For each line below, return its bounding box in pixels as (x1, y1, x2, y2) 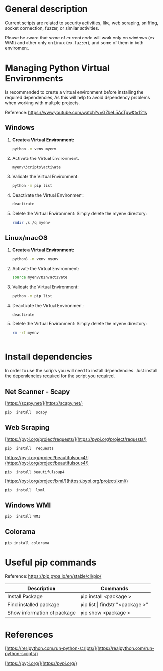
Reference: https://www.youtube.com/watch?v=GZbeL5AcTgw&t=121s (5, 109, 147, 115)
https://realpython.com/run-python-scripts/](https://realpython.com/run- (6, 645, 155, 651)
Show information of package (7, 609, 76, 616)
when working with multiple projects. (5, 100, 80, 106)
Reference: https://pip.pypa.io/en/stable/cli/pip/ (5, 573, 102, 579)
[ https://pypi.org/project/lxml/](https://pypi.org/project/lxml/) (5, 478, 128, 484)
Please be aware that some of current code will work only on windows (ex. (5, 35, 156, 40)
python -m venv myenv (12, 146, 56, 151)
